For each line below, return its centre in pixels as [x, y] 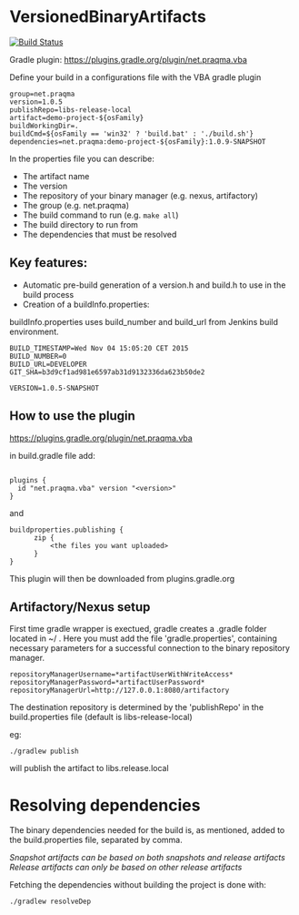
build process [48, 294]
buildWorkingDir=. [44, 126]
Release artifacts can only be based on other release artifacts [126, 868]
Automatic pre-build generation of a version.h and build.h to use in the [154, 285]
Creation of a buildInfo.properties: [86, 304]
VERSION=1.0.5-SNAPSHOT [55, 388]
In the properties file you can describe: [82, 158]
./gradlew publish [44, 752]
